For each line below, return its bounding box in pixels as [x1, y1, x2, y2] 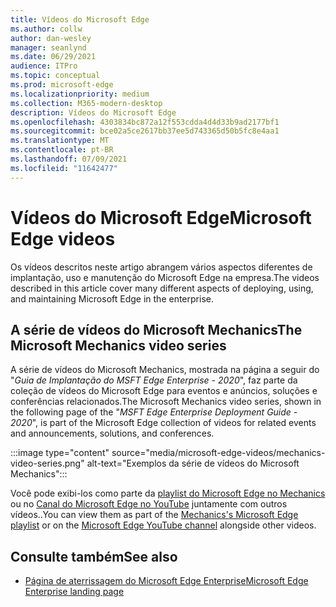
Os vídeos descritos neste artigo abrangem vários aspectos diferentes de [10, 261, 313, 273]
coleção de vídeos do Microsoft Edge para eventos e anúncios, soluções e [10, 385, 318, 397]
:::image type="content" [10, 447, 110, 459]
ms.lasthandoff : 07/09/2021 [10, 154, 128, 164]
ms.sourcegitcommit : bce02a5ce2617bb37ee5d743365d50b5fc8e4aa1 [10, 126, 280, 136]
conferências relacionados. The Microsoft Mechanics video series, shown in [10, 396, 322, 408]
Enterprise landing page [24, 586, 125, 598]
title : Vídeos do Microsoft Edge [10, 14, 150, 25]
